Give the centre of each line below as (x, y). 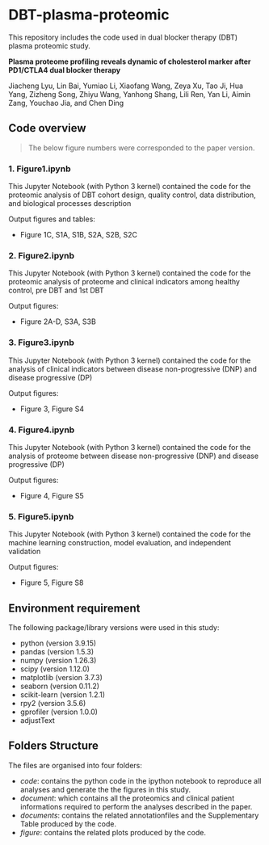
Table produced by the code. (68, 824)
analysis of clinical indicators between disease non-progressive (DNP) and (132, 368)
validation (25, 552)
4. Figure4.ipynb (42, 430)
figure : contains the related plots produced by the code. (113, 832)
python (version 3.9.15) (58, 643)
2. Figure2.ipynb (42, 255)
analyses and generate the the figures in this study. (105, 789)
